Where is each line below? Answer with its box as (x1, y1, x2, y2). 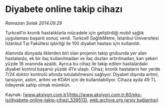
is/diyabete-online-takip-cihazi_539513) (5, 96, 87, 103)
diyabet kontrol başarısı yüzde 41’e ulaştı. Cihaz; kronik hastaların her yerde (5, 66, 160, 72)
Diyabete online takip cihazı (5, 3, 122, 15)
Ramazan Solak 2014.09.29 (5, 20, 62, 26)
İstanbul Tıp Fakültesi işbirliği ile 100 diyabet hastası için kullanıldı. (5, 40, 141, 46)
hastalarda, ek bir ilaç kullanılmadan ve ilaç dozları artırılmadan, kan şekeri (5, 55, 158, 61)
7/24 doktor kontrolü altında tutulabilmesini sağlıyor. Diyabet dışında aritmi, (5, 71, 159, 77)
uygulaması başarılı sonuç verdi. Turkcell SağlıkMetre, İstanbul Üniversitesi (5, 35, 159, 41)
